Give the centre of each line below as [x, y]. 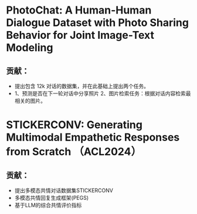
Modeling [30, 48]
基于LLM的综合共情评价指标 [48, 205]
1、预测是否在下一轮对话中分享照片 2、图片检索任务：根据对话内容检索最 [103, 93]
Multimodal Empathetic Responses [93, 137]
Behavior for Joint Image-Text [80, 35]
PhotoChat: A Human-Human [79, 10]
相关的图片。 [30, 101]
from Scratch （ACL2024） [74, 152]
